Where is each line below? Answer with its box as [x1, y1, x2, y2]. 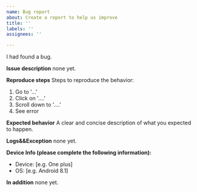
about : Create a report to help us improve [6, 14, 118, 21]
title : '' [6, 20, 32, 26]
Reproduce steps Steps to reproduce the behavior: [6, 77, 135, 84]
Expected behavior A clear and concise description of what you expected [6, 119, 192, 127]
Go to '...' [15, 88, 38, 95]
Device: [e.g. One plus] [15, 161, 73, 168]
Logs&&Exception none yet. [6, 137, 77, 145]
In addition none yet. [6, 179, 59, 186]
